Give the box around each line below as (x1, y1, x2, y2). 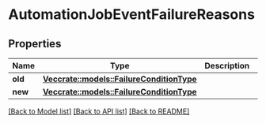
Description (204, 61, 250, 71)
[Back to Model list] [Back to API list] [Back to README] (8, 106, 190, 116)
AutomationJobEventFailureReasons (8, 6, 256, 24)
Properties (8, 37, 62, 50)
